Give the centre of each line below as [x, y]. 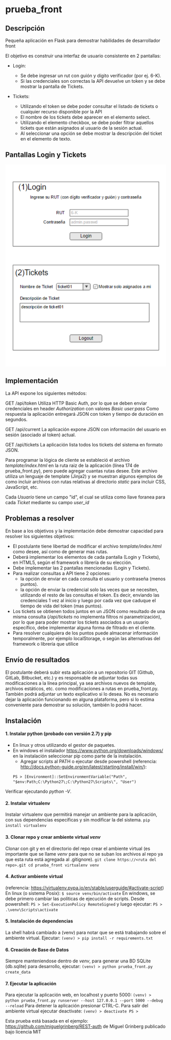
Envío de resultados [38, 660]
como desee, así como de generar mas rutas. [60, 551]
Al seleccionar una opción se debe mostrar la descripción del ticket [91, 133]
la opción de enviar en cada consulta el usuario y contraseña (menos [93, 579]
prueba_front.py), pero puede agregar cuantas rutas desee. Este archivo [81, 470]
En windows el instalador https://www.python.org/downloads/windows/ [88, 751]
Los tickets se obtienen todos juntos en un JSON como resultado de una [89, 611]
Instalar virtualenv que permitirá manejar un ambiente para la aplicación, [81, 814]
